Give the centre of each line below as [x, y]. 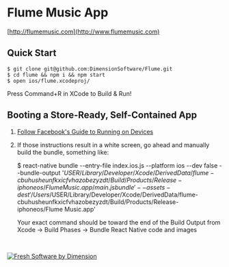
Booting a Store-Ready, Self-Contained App [102, 115]
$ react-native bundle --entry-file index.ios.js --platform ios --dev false [117, 165]
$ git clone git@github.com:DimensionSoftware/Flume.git [90, 69]
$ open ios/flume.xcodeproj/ [49, 81]
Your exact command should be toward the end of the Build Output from [119, 222]
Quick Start [32, 53]
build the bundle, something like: [63, 152]
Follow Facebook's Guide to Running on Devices [85, 131]
